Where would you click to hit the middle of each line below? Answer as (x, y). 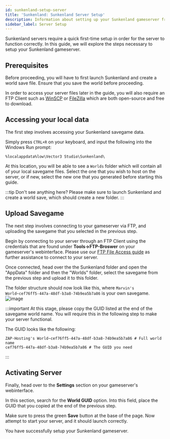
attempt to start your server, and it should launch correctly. (67, 421)
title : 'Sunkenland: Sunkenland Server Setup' (55, 15)
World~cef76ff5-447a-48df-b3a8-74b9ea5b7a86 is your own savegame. (78, 293)
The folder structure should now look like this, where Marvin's (70, 287)
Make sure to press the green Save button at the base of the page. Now (80, 416)
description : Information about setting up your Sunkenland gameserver (82, 19)
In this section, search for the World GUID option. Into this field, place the (82, 400)
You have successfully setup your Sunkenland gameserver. (67, 431)
